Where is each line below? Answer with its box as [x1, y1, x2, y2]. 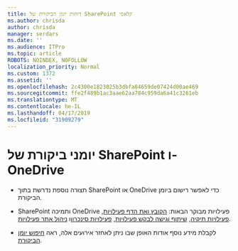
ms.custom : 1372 [7, 70, 55, 77]
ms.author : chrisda [7, 17, 65, 24]
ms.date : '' [7, 37, 43, 44]
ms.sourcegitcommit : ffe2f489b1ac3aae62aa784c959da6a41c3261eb [7, 90, 199, 97]
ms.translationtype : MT [7, 97, 78, 104]
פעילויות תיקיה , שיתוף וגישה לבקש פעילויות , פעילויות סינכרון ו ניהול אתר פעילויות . [17, 214, 231, 223]
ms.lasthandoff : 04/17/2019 [7, 110, 91, 117]
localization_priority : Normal [7, 63, 100, 70]
